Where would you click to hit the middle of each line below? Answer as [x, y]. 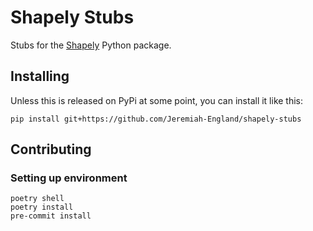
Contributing [51, 149]
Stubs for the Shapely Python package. [91, 45]
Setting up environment [69, 178]
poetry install [42, 207]
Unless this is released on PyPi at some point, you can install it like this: [157, 100]
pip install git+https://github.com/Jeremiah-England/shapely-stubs [156, 119]
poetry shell [37, 199]
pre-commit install [51, 216]
